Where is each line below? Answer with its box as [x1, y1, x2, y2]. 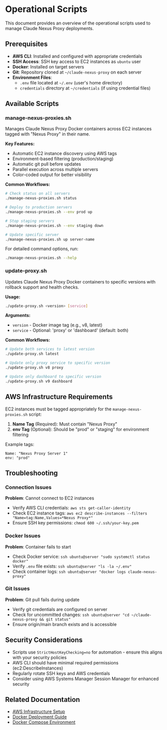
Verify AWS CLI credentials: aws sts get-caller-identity [12, 505, 131, 511]
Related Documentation [5, 695, 80, 704]
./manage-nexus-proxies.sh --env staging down [5, 223, 104, 228]
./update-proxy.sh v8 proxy [5, 365, 64, 370]
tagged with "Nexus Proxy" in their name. [5, 131, 91, 137]
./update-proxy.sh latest [5, 351, 59, 356]
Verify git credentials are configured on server [12, 606, 108, 612]
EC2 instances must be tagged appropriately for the [5, 406, 112, 412]
